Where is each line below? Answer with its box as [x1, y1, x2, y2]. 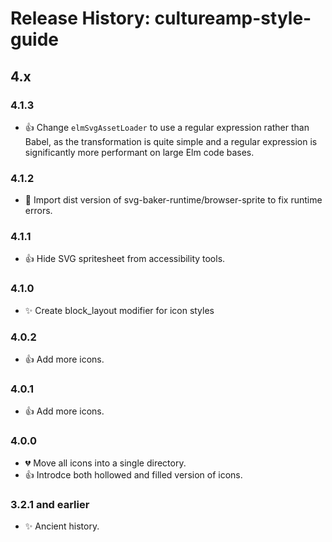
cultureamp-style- [154, 7, 312, 30]
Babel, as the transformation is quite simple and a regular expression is [24, 135, 318, 147]
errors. [24, 205, 53, 217]
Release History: [10, 7, 151, 30]
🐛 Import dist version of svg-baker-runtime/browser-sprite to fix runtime [24, 194, 323, 206]
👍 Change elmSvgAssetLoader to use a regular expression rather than [24, 121, 310, 133]
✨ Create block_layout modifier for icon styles [24, 304, 215, 316]
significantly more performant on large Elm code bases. [24, 146, 255, 158]
